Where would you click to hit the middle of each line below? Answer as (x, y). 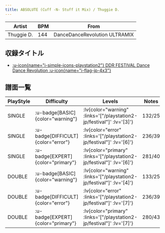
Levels (110, 101)
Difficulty (57, 101)
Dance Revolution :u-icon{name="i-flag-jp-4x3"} (62, 71)
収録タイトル (25, 53)
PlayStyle (19, 101)
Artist (20, 26)
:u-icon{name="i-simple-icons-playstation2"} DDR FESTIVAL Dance (81, 65)
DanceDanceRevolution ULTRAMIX (94, 34)
